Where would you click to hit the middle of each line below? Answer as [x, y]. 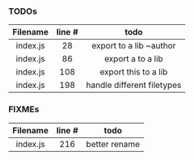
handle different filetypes [134, 85]
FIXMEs [24, 109]
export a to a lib [133, 59]
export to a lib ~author [134, 46]
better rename [113, 144]
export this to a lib [134, 72]
